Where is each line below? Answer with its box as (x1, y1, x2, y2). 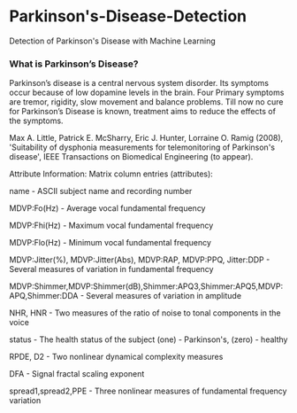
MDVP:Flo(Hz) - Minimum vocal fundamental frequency (9, 238, 212, 248)
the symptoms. (9, 115, 64, 126)
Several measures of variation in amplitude (86, 291, 241, 301)
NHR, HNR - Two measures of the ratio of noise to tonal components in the (9, 308, 281, 318)
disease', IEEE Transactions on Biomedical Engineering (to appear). (9, 152, 254, 162)
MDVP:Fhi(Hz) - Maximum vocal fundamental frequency (9, 220, 214, 231)
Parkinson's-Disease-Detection (9, 6, 247, 27)
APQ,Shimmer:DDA (9, 291, 79, 301)
